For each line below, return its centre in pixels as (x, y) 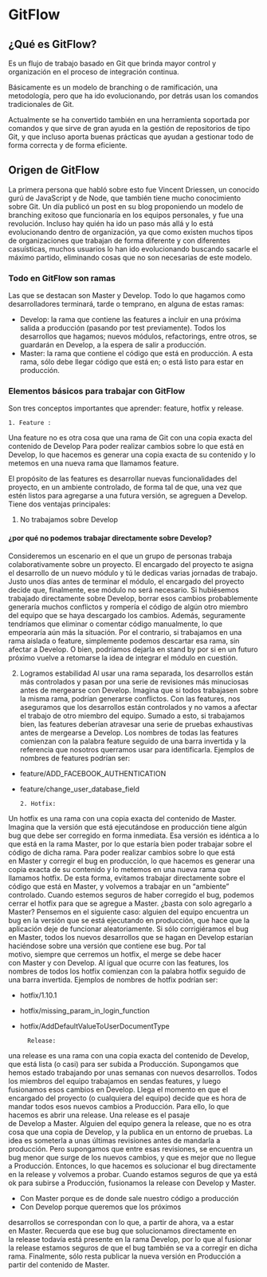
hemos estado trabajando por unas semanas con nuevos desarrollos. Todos (133, 1073)
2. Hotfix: (38, 803)
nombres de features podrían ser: (75, 758)
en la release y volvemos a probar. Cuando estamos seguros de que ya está (133, 1174)
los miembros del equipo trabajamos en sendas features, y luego (115, 1081)
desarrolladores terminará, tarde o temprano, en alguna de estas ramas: (126, 304)
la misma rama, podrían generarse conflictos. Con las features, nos (130, 698)
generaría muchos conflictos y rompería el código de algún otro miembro (128, 607)
